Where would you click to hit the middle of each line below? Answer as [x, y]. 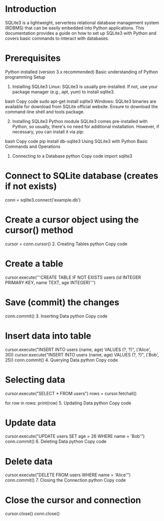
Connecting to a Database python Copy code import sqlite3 [72, 156]
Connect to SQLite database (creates [82, 176]
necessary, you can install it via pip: [48, 132]
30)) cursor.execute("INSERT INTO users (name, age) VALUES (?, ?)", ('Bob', [82, 354]
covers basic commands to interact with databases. [57, 38]
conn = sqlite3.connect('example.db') [43, 200]
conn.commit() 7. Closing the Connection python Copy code [66, 480]
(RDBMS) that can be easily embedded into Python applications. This [75, 28]
